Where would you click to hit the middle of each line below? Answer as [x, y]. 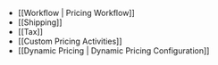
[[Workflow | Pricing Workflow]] [76, 13]
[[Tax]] [30, 32]
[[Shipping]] [40, 22]
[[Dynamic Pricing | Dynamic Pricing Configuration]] [113, 51]
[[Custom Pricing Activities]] [70, 41]
